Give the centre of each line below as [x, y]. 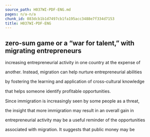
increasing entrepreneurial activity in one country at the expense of [73, 63]
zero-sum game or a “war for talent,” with [70, 43]
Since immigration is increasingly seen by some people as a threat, [72, 101]
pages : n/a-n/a [21, 14]
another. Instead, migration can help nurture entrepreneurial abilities [74, 72]
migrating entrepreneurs [43, 51]
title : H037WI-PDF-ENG [28, 23]
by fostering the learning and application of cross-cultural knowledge [75, 82]
